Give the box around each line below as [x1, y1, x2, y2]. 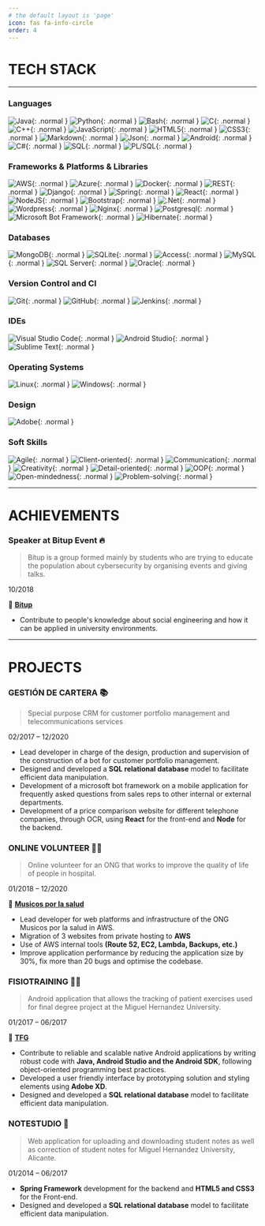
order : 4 [8, 26, 37, 34]
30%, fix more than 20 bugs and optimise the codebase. [19, 956, 203, 966]
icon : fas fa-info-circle [8, 19, 93, 27]
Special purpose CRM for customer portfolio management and [27, 708, 230, 718]
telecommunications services [27, 716, 124, 726]
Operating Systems [8, 361, 84, 372]
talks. [27, 570, 46, 579]
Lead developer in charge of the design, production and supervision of [19, 747, 250, 757]
